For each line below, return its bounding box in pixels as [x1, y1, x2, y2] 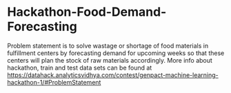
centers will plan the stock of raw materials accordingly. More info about [7, 56, 212, 64]
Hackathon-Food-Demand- [7, 4, 167, 20]
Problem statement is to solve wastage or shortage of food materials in [7, 41, 209, 50]
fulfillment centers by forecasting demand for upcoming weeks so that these [7, 49, 225, 57]
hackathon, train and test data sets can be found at [7, 63, 152, 72]
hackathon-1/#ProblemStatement [7, 78, 101, 86]
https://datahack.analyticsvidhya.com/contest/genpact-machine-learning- [7, 70, 219, 79]
